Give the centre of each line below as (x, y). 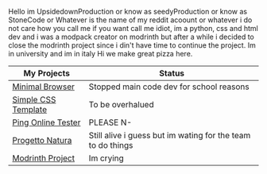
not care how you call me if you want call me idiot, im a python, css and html (133, 28)
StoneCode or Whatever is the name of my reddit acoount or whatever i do (130, 20)
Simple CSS (34, 100)
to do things (111, 145)
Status (172, 73)
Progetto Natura (42, 140)
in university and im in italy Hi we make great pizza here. (101, 54)
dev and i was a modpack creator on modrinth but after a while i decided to (131, 37)
